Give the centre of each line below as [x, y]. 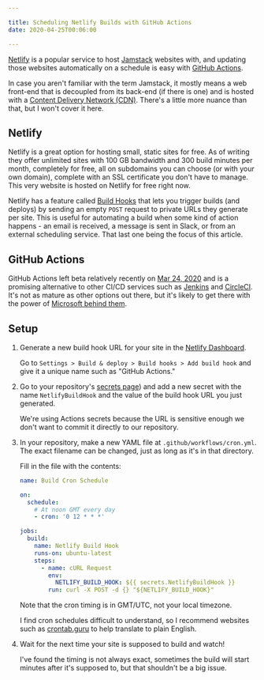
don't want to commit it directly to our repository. [99, 427]
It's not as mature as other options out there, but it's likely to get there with [129, 295]
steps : [45, 561]
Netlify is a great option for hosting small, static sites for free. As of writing [129, 152]
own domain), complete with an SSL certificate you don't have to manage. [128, 177]
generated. [37, 403]
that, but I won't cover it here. [56, 108]
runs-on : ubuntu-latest [73, 553]
